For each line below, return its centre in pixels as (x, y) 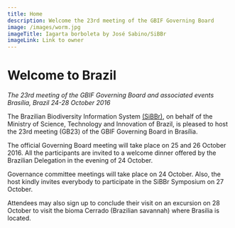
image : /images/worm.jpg (44, 27)
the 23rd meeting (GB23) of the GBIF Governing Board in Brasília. (103, 131)
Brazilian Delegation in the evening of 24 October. (80, 161)
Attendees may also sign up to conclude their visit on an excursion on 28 (114, 203)
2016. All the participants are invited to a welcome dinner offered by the (112, 153)
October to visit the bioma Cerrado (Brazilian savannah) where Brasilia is (114, 211)
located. (19, 218)
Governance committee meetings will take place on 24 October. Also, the (114, 174)
